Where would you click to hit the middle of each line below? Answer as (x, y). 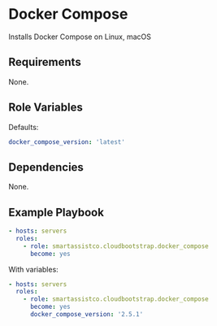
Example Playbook (56, 212)
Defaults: (24, 127)
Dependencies (46, 167)
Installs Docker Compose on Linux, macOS (80, 37)
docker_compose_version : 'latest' (67, 142)
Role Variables (46, 108)
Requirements (45, 62)
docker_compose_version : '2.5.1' (87, 315)
